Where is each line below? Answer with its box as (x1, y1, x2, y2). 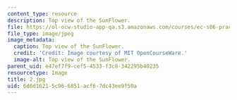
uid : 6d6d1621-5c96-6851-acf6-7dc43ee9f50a (7, 82, 138, 89)
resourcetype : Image (7, 69, 68, 76)
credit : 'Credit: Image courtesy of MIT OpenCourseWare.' (13, 50, 188, 57)
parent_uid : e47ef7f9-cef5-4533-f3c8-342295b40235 (7, 63, 159, 70)
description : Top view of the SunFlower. (7, 17, 131, 24)
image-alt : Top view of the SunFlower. (13, 56, 131, 63)
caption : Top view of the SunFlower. (13, 43, 125, 50)
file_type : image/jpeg (7, 30, 74, 37)
